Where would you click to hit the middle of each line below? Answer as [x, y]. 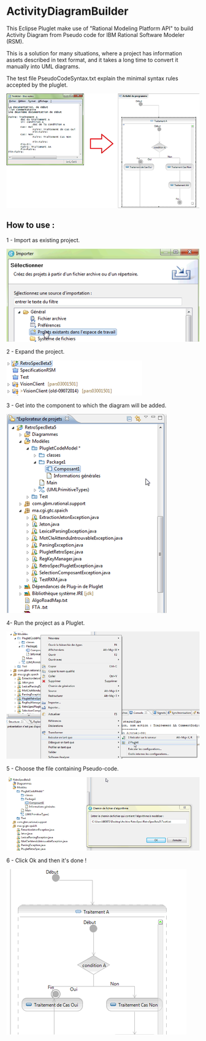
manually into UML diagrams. [43, 66]
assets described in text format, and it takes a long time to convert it [92, 60]
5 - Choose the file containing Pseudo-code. [63, 768]
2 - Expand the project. [36, 351]
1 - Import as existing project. [43, 240]
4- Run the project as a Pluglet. [46, 623]
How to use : [31, 225]
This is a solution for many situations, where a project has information [94, 53]
